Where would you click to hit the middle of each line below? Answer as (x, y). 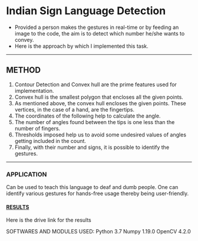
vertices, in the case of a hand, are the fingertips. (74, 109)
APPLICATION (27, 174)
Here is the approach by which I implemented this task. (81, 46)
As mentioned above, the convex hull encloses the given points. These (100, 103)
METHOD (24, 70)
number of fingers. (37, 128)
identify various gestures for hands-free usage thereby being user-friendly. (98, 194)
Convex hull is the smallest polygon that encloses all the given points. (99, 97)
